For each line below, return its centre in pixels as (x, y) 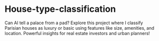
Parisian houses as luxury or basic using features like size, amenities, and (79, 28)
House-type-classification (60, 9)
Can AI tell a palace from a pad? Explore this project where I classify (74, 23)
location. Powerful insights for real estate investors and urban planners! (77, 33)
